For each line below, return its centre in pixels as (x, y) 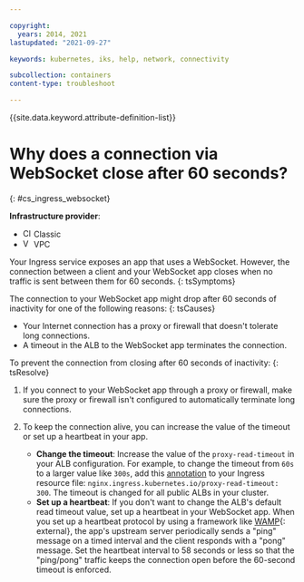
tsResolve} (29, 372)
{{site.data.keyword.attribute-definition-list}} (93, 117)
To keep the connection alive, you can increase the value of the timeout (156, 426)
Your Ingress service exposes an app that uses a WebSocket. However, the (150, 262)
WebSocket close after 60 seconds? (149, 174)
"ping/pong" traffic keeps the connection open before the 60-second (166, 559)
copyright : (30, 25)
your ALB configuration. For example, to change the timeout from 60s (165, 463)
